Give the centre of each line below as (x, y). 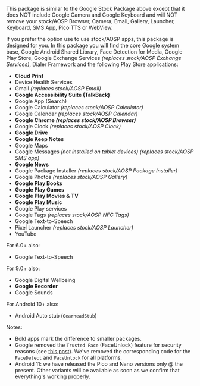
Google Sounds (34, 293)
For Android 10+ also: (32, 304)
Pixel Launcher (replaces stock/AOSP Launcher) (74, 227)
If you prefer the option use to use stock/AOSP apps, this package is (90, 39)
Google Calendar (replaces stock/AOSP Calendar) (76, 114)
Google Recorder (36, 286)
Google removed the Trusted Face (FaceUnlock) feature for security (98, 345)
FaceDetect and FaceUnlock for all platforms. (68, 357)
